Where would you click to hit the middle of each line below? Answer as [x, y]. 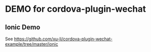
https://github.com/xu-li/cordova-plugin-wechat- [63, 39]
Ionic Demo [23, 27]
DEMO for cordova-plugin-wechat [75, 9]
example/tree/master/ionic [32, 44]
